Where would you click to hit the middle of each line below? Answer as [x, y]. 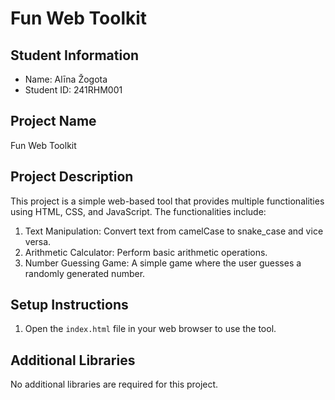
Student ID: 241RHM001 [73, 90]
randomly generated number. [85, 273]
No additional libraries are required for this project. [114, 384]
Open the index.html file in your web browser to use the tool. [150, 329]
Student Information [75, 55]
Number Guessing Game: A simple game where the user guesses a [163, 263]
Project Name [53, 121]
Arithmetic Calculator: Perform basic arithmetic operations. [146, 252]
